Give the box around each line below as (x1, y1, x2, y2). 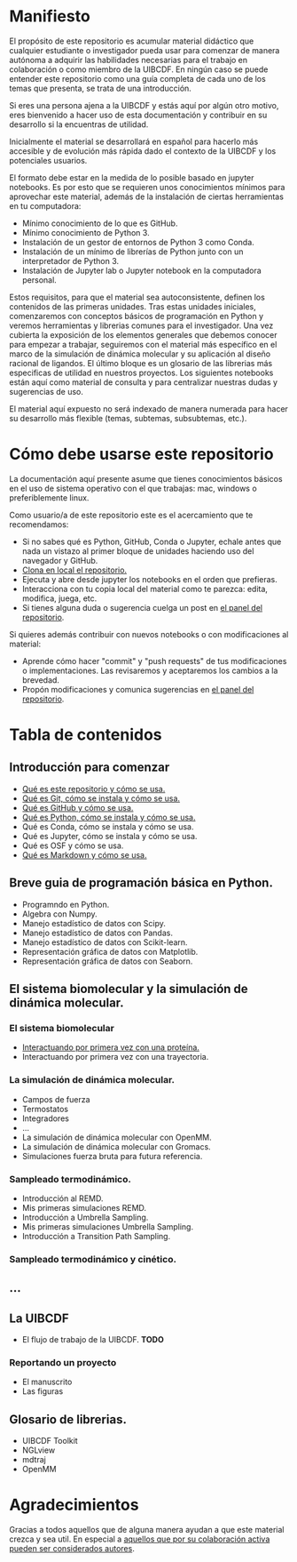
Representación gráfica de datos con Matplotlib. (21, 946, 199, 957)
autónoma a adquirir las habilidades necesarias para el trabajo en (9, 54, 248, 65)
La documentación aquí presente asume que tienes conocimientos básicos (9, 473, 283, 484)
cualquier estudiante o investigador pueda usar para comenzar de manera (9, 44, 280, 55)
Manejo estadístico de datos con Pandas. (21, 927, 173, 938)
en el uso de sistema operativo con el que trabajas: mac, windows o (9, 483, 257, 493)
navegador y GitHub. (21, 555, 98, 565)
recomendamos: (9, 518, 69, 530)
